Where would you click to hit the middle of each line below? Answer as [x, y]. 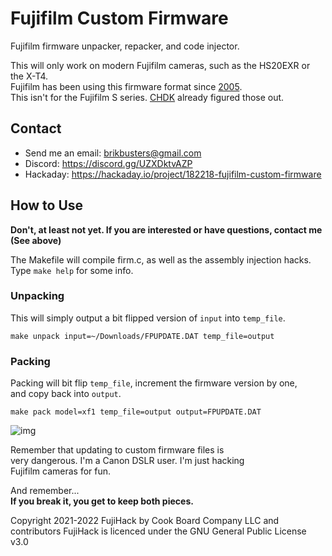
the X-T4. [29, 76]
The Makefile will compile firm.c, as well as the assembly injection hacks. [161, 259]
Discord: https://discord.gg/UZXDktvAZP [108, 163]
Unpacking [37, 296]
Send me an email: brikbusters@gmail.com [113, 153]
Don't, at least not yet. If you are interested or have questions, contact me [166, 229]
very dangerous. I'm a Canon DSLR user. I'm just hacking [127, 461]
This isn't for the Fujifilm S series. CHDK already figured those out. [147, 97]
